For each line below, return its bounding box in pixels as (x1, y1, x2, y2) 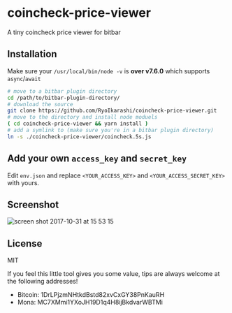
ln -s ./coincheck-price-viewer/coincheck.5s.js (7, 133, 152, 140)
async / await (7, 74, 41, 82)
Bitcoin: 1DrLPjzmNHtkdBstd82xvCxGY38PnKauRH (17, 291, 165, 299)
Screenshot (7, 198, 59, 210)
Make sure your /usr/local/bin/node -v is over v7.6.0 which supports (7, 66, 210, 75)
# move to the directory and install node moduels (7, 114, 158, 121)
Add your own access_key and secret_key (7, 152, 187, 165)
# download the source (7, 101, 73, 108)
